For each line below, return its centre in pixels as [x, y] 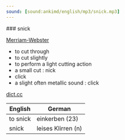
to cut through [32, 51]
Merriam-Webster [28, 40]
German [60, 109]
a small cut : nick [35, 70]
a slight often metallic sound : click [57, 83]
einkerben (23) [57, 119]
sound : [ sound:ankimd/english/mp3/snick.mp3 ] [63, 12]
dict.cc [14, 94]
